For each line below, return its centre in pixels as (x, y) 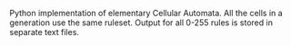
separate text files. (45, 32)
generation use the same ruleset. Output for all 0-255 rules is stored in (141, 23)
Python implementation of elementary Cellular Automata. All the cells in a (146, 13)
